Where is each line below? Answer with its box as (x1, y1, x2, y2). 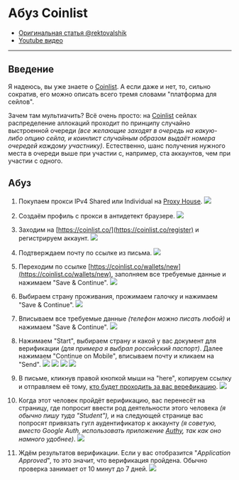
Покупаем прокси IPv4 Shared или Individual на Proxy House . (18, 197, 203, 206)
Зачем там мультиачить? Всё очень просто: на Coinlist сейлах (8, 111, 197, 119)
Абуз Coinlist (8, 5, 88, 21)
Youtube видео (18, 36, 63, 44)
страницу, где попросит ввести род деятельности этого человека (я (18, 403, 226, 412)
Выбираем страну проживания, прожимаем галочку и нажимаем (18, 292, 218, 300)
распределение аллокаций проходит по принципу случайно (8, 119, 191, 127)
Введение (8, 63, 55, 75)
